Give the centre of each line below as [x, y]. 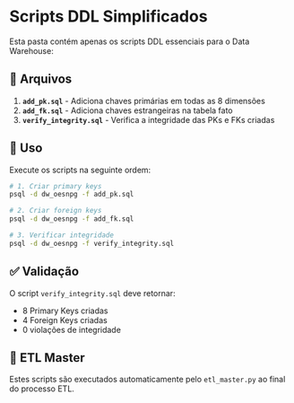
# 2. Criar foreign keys [56, 211]
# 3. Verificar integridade [62, 235]
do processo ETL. [42, 389]
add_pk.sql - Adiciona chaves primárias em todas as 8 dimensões [144, 101]
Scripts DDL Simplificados [108, 17]
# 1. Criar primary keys [56, 186]
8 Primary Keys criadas [65, 311]
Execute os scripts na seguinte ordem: [80, 170]
